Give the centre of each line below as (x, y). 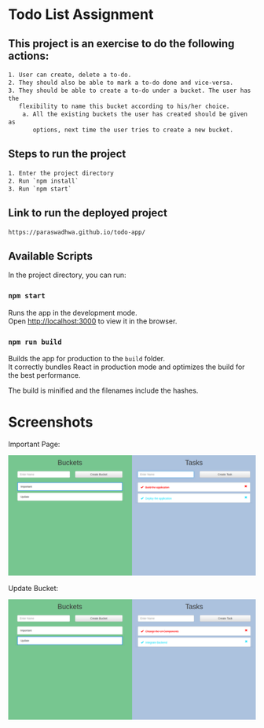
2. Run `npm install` (44, 181)
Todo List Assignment (81, 15)
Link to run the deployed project (88, 213)
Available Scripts (50, 256)
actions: (29, 55)
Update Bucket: (33, 589)
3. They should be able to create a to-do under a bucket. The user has (130, 91)
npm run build (35, 342)
